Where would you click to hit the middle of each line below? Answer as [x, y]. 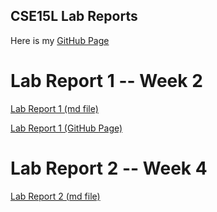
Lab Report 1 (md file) [54, 108]
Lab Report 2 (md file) [55, 196]
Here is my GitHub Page [60, 40]
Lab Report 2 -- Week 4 [109, 168]
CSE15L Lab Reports [74, 16]
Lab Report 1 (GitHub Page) [66, 128]
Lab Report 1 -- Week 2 [106, 81]
